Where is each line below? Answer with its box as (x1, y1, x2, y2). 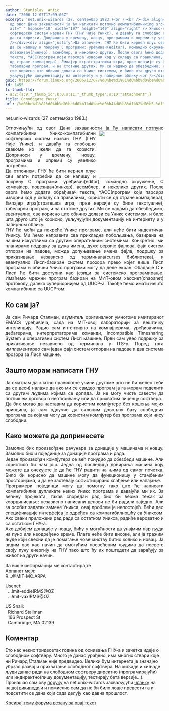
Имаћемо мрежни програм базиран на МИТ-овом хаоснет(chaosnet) (5, 275, 164, 281)
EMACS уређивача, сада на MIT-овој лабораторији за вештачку (5, 319, 164, 325)
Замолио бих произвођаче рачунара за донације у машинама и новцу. (5, 445, 164, 451)
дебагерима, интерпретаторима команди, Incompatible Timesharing (5, 330, 164, 336)
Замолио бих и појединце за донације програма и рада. (5, 450, 126, 456)
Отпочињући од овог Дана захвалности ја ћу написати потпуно (5, 125, 164, 131)
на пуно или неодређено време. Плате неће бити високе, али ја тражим (5, 531, 164, 537)
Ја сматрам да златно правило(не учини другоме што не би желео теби (5, 379, 164, 385)
